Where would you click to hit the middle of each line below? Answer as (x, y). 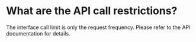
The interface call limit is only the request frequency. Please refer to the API (98, 27)
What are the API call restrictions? (92, 11)
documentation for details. (38, 33)
